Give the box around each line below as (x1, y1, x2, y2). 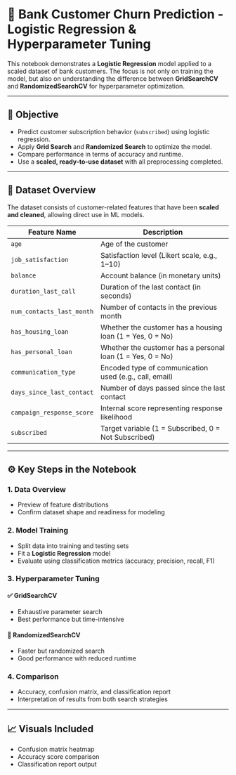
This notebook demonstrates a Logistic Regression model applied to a (7, 59, 212, 67)
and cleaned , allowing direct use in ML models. (7, 210, 145, 219)
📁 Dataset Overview (7, 184, 96, 196)
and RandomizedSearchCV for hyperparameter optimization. (7, 82, 185, 90)
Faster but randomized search (17, 646, 105, 655)
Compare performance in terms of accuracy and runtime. (17, 150, 184, 158)
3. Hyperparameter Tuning (7, 574, 100, 584)
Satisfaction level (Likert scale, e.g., (100, 250, 218, 260)
